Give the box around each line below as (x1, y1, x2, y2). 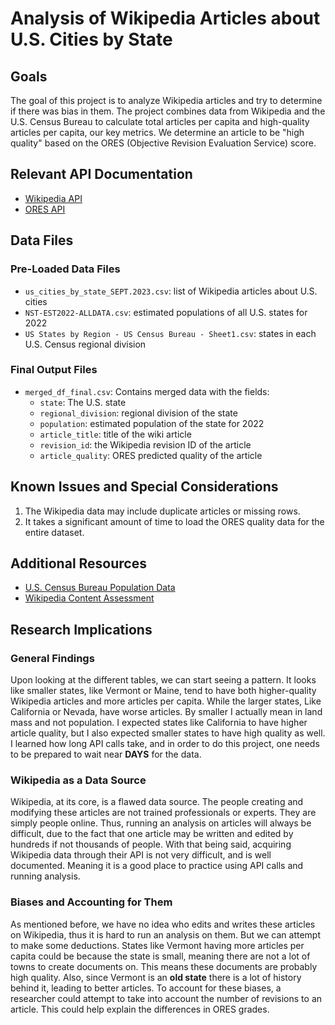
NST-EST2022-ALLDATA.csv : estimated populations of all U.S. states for (24, 306, 308, 318)
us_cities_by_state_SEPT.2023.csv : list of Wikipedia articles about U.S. (24, 285, 318, 297)
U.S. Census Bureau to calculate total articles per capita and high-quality (10, 116, 310, 127)
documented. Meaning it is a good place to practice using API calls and (10, 860, 304, 872)
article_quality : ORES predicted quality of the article (39, 449, 263, 461)
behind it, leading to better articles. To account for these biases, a (10, 982, 282, 994)
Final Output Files (10, 363, 98, 377)
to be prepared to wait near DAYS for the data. (10, 748, 202, 761)
